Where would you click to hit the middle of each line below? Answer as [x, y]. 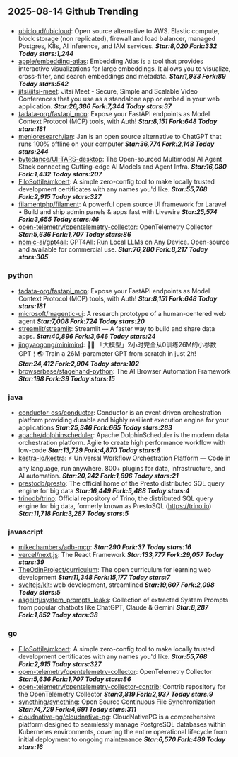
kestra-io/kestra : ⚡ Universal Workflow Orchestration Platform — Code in [124, 458]
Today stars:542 [43, 84]
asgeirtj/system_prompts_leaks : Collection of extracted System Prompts [123, 600]
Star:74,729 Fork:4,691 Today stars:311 [77, 709]
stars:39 [31, 562]
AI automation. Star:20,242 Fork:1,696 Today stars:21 [98, 476]
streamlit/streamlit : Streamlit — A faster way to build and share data [117, 328]
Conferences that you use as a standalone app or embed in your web [119, 99]
